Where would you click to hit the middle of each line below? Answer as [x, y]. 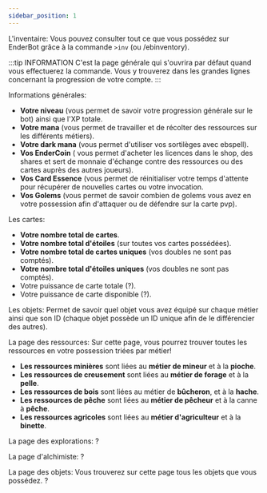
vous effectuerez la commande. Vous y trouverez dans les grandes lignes [129, 71]
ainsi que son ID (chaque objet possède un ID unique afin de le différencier [132, 318]
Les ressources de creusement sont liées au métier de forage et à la [134, 374]
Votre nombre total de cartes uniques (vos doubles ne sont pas [126, 252]
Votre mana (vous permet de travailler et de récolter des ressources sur [138, 127]
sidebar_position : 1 [43, 16]
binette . [33, 425]
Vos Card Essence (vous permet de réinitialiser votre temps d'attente [134, 178]
